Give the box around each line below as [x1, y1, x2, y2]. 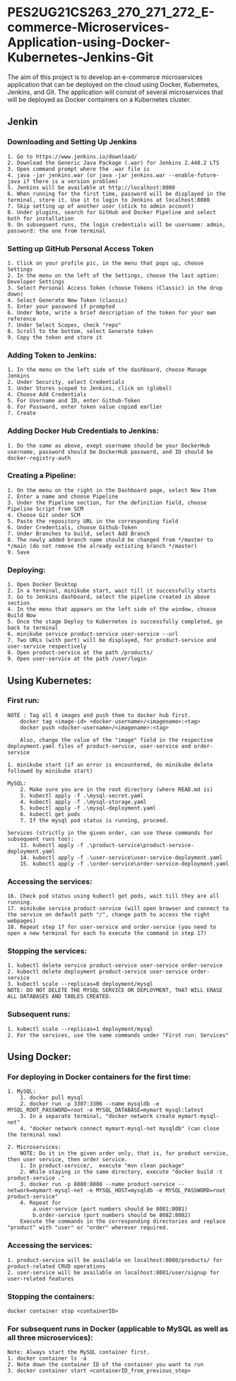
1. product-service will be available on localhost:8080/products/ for [7, 1257, 223, 1264]
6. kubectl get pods [20, 810, 81, 817]
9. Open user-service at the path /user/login [7, 655, 147, 663]
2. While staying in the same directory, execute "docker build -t [20, 1168, 223, 1176]
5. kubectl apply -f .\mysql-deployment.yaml [20, 804, 157, 812]
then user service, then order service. [7, 1156, 129, 1163]
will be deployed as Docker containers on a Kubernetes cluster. [7, 95, 191, 103]
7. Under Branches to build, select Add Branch [7, 530, 151, 537]
